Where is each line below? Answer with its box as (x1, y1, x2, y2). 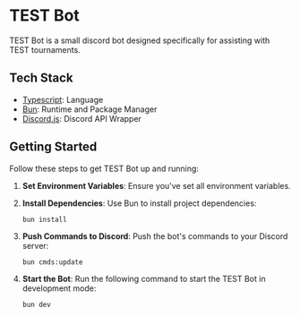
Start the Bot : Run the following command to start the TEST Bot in (21, 273, 266, 284)
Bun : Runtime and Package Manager (21, 104, 158, 115)
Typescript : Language (21, 94, 104, 105)
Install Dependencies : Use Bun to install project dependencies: (21, 198, 257, 209)
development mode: (21, 283, 97, 294)
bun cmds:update (21, 257, 83, 267)
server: (21, 240, 49, 251)
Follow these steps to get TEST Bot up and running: (9, 163, 200, 174)
